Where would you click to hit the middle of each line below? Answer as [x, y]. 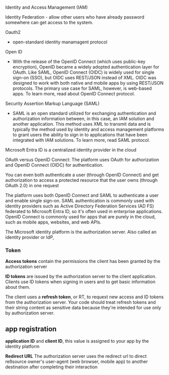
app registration [31, 329]
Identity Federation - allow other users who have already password [75, 17]
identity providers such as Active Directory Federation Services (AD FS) [80, 206]
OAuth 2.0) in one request [32, 185]
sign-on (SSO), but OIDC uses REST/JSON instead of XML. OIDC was [84, 77]
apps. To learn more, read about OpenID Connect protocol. [74, 94]
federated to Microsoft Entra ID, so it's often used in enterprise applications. [84, 211]
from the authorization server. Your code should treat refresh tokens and [81, 302]
